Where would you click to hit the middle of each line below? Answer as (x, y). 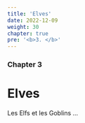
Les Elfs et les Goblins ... (43, 112)
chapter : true (28, 33)
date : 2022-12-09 (33, 20)
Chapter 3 (25, 65)
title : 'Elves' (30, 14)
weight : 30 (23, 27)
